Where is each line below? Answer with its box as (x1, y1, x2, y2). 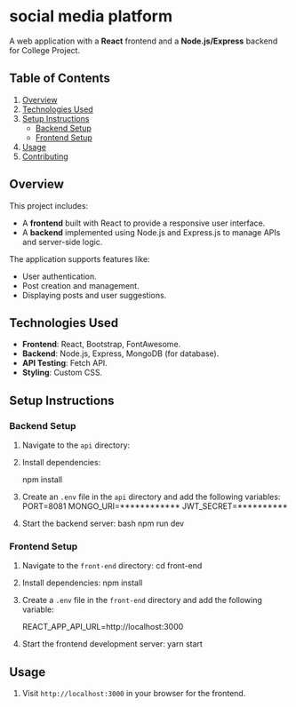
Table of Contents (9, 71, 111, 86)
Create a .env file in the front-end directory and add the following (21, 595, 262, 606)
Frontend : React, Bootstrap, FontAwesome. (21, 339, 181, 350)
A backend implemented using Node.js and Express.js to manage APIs (21, 226, 281, 237)
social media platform (9, 6, 173, 27)
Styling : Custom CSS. (21, 367, 103, 378)
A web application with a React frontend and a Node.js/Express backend (9, 36, 278, 46)
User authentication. (21, 271, 98, 282)
